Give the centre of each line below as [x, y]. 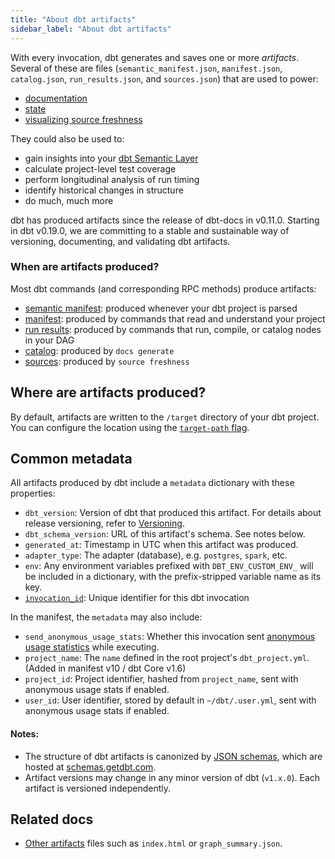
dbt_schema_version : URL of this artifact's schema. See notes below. [165, 534]
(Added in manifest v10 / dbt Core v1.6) [105, 668]
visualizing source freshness [83, 119]
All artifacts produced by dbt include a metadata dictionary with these [152, 483]
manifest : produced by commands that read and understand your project [175, 318]
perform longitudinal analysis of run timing [112, 179]
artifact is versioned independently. [98, 788]
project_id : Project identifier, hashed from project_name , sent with [161, 679]
